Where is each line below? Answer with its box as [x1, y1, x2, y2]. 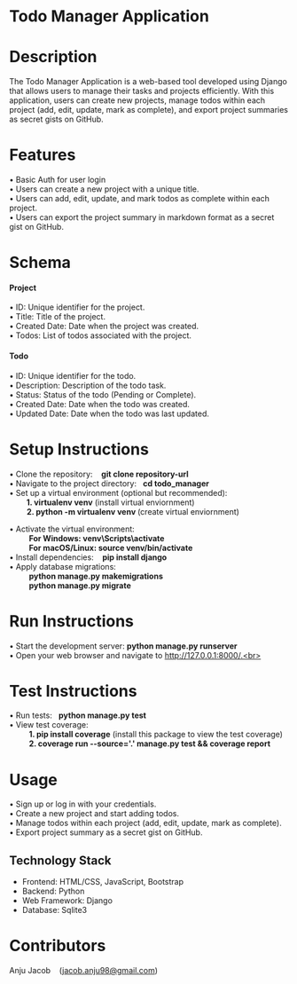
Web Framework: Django [21, 895, 113, 906]
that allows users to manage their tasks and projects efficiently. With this [9, 86, 275, 97]
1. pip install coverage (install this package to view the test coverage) [28, 729, 284, 740]
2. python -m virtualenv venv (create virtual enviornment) [26, 506, 239, 516]
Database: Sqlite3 [21, 905, 87, 916]
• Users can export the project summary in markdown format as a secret [9, 212, 275, 223]
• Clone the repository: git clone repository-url [9, 468, 189, 479]
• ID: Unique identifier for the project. [9, 302, 145, 312]
